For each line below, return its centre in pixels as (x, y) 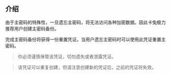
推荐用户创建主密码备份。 (32, 28)
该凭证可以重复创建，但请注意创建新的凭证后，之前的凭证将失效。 (87, 67)
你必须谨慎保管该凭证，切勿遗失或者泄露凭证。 (67, 56)
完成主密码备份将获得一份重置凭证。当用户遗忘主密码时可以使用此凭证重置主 (85, 39)
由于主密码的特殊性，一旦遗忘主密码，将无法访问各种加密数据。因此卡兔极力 (85, 22)
